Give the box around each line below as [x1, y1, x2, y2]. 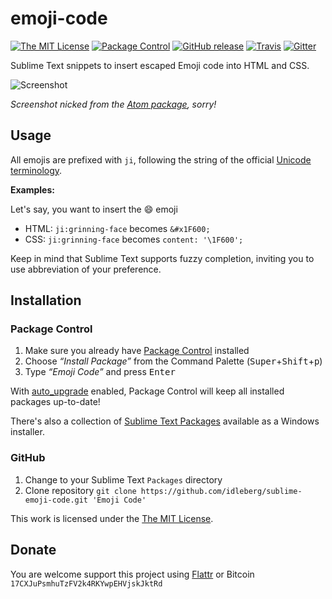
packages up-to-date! [10, 396, 101, 408]
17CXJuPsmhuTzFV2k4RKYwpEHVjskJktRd [10, 578, 163, 589]
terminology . [10, 164, 63, 176]
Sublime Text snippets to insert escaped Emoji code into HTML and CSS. [10, 59, 310, 71]
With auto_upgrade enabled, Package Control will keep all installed [10, 385, 285, 397]
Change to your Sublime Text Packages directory [24, 473, 223, 486]
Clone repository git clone [24, 484, 137, 496]
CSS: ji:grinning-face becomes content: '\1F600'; [24, 233, 244, 245]
